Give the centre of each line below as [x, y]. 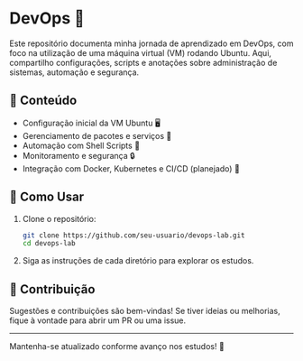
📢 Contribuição [52, 289]
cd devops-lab [49, 244]
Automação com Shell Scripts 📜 [81, 145]
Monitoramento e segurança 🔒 [78, 155]
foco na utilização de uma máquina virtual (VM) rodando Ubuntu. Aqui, [141, 52]
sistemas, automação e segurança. [74, 72]
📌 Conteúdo [43, 101]
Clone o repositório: [59, 218]
